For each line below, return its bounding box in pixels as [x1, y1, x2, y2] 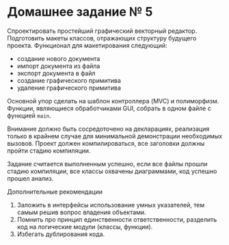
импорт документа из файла [16, 62, 100, 70]
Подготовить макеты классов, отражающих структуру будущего [7, 34, 197, 42]
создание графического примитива [16, 76, 122, 84]
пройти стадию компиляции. [7, 146, 91, 155]
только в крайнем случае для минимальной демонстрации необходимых [7, 131, 223, 140]
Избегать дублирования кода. [16, 230, 105, 238]
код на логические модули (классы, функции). [16, 222, 153, 231]
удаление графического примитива [16, 83, 122, 92]
